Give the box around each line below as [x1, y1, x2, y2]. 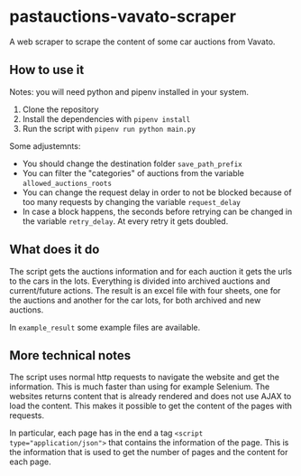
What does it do [9, 242, 100, 257]
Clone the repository [22, 104, 99, 115]
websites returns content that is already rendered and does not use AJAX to [9, 391, 292, 402]
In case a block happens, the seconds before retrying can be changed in [22, 206, 293, 217]
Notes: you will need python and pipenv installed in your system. [9, 86, 250, 97]
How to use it [9, 62, 85, 78]
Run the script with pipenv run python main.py [22, 123, 196, 134]
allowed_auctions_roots [22, 179, 113, 188]
